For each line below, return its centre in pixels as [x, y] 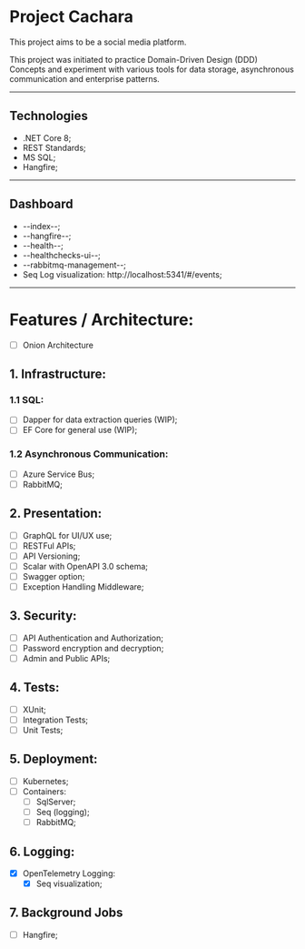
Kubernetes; [45, 781]
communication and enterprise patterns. [85, 78]
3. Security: [43, 616]
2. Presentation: [56, 514]
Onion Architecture [58, 345]
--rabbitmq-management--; [74, 265]
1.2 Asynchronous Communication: [89, 454]
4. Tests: [34, 687]
